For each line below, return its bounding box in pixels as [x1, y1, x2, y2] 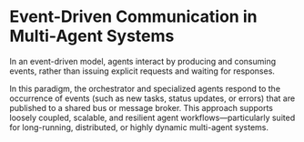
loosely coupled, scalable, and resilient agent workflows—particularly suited [9, 112, 296, 123]
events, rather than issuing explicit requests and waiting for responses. [9, 66, 276, 76]
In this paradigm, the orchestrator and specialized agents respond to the [9, 83, 280, 94]
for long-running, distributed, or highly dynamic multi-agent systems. [9, 121, 269, 133]
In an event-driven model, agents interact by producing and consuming [9, 56, 276, 66]
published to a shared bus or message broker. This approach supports [9, 102, 274, 113]
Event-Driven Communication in [9, 6, 258, 27]
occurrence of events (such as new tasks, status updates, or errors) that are [9, 93, 296, 104]
